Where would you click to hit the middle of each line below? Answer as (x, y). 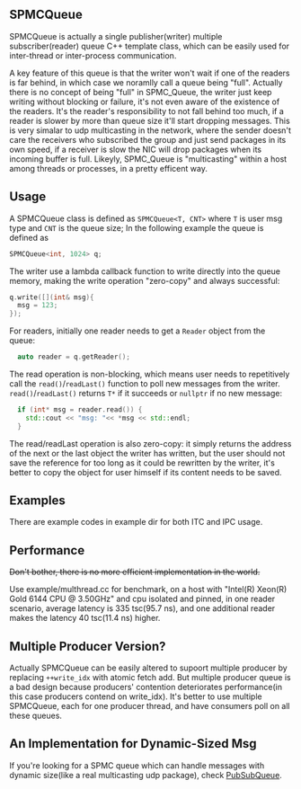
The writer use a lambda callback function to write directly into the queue (145, 271)
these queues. (36, 716)
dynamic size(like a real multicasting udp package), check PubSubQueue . (146, 775)
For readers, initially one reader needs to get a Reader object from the (137, 331)
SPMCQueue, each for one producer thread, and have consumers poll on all (150, 706)
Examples (37, 501)
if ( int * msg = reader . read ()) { (80, 410)
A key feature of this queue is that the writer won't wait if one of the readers (150, 73)
